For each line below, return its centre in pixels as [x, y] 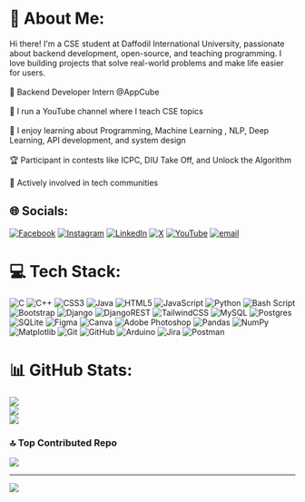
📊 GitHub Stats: [71, 370]
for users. [27, 73]
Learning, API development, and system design [98, 140]
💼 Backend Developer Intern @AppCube [84, 92]
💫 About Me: [57, 19]
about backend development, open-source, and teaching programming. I [146, 53]
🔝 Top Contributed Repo [64, 442]
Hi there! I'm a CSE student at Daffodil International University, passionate [147, 44]
